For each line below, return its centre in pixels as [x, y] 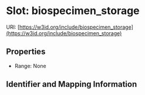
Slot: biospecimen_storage [73, 11]
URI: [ [13, 27]
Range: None [30, 66]
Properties [26, 52]
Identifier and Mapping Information [72, 84]
